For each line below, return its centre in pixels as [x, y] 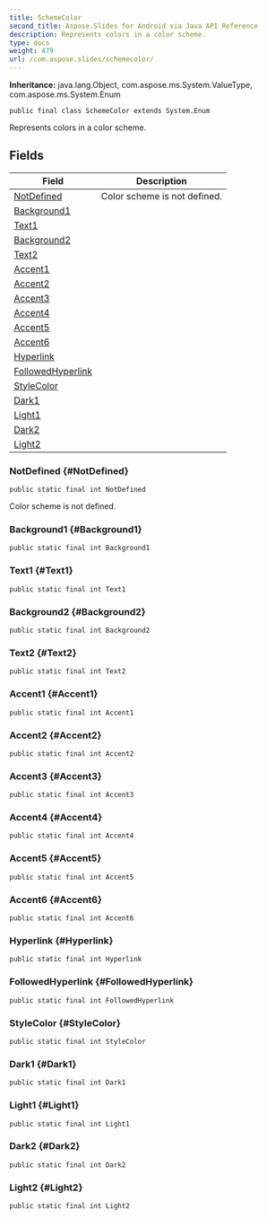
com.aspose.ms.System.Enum [65, 94]
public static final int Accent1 [72, 713]
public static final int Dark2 [68, 1165]
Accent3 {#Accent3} [56, 776]
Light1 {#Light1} [44, 1105]
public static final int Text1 [68, 589]
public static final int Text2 [68, 671]
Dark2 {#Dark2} [45, 1146]
